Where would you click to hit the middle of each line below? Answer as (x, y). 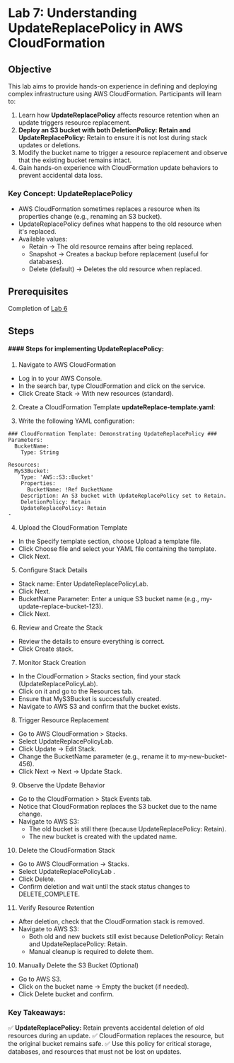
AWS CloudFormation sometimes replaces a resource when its (109, 209)
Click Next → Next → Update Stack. (70, 771)
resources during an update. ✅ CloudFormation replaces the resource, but (116, 1036)
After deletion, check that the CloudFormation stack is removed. (111, 921)
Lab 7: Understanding (72, 13)
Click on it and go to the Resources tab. (76, 691)
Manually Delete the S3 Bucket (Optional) (78, 965)
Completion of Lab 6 (38, 309)
